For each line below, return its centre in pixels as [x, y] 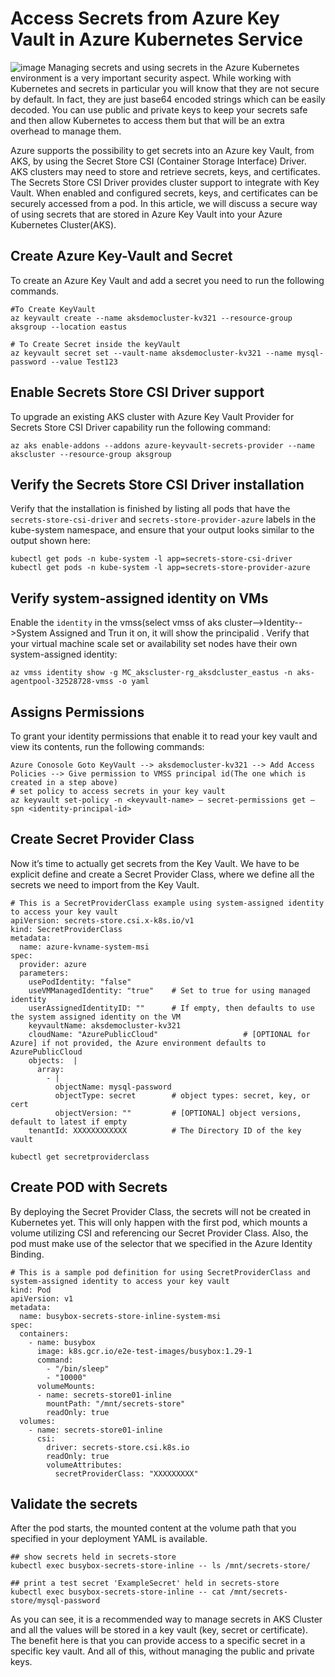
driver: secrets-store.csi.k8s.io [118, 1447]
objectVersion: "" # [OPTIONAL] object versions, [178, 1113]
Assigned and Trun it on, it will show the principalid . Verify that [179, 633]
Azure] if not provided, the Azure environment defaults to [138, 1043]
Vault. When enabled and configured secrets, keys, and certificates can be [164, 193]
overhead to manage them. [66, 131]
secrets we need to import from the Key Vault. [105, 884]
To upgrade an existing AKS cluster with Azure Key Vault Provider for [152, 416]
